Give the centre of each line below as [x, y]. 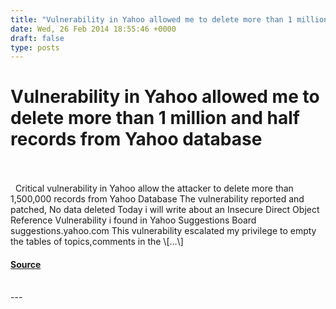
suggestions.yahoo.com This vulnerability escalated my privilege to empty [163, 231]
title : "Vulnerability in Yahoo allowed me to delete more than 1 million [169, 19]
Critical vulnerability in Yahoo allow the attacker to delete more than [154, 188]
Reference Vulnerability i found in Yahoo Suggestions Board [133, 220]
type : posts [35, 47]
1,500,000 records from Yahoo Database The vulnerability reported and [157, 199]
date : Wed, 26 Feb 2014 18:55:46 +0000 [93, 29]
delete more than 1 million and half [155, 118]
